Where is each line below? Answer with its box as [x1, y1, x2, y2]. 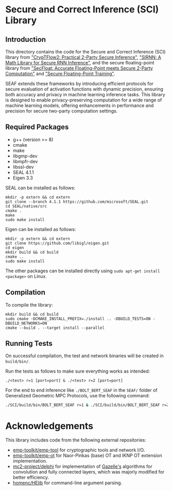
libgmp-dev [12, 153, 38, 159]
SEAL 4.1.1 [12, 169, 34, 176]
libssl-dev [12, 164, 34, 170]
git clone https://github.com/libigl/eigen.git [5, 240, 110, 246]
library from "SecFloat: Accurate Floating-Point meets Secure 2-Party [5, 65, 153, 71]
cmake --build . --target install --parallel [5, 325, 105, 330]
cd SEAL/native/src [5, 203, 47, 209]
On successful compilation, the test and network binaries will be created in [5, 353, 164, 359]
